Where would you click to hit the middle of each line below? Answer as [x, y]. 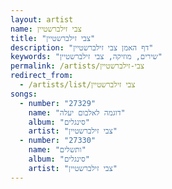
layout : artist [42, 19]
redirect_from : [42, 76]
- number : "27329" [58, 103]
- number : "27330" [58, 141]
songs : [24, 94]
